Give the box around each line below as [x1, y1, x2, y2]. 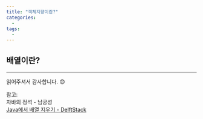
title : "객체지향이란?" [6, 8, 59, 15]
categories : [6, 14, 36, 21]
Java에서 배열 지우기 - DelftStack [6, 106, 86, 113]
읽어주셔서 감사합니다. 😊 [6, 78, 65, 85]
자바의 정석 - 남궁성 [6, 98, 53, 106]
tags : [6, 25, 20, 32]
